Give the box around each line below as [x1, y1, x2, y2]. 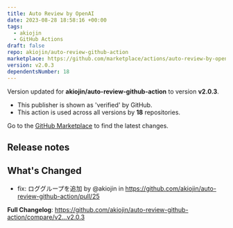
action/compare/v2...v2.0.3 [7, 213, 85, 221]
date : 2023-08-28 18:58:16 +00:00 [7, 17, 107, 24]
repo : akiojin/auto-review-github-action [7, 49, 129, 56]
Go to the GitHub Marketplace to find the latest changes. [7, 121, 169, 130]
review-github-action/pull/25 [17, 192, 100, 200]
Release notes [7, 141, 70, 153]
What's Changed [7, 165, 82, 177]
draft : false [7, 42, 45, 49]
